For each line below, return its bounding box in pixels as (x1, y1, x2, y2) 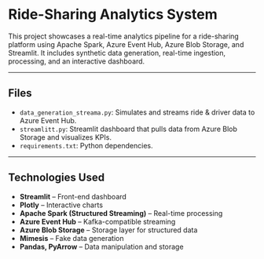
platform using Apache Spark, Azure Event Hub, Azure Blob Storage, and (8, 39, 244, 49)
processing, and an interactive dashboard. (8, 57, 145, 66)
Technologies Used (8, 171, 104, 184)
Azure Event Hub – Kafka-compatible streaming (19, 217, 176, 226)
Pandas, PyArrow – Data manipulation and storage (19, 242, 184, 251)
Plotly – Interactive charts (19, 200, 104, 210)
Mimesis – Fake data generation (19, 233, 124, 243)
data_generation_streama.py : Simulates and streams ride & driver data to (19, 108, 255, 117)
